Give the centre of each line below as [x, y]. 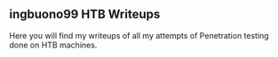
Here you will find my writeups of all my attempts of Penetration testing [139, 35]
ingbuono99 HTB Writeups [85, 14]
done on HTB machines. [53, 45]
